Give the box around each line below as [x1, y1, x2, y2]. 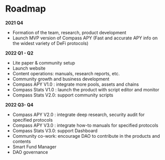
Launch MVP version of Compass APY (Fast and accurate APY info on [12, 35, 158, 41]
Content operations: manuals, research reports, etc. [12, 70, 120, 76]
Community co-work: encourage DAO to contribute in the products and [12, 133, 160, 139]
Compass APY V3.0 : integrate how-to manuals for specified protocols [12, 122, 158, 128]
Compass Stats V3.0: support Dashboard [12, 127, 98, 134]
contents [12, 138, 31, 144]
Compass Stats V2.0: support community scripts [12, 92, 114, 98]
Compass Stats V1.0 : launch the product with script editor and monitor [12, 86, 159, 92]
